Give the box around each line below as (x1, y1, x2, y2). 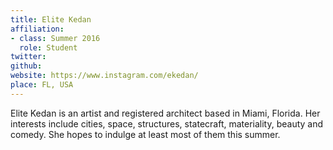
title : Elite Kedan (10, 14, 92, 25)
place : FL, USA (10, 80, 74, 90)
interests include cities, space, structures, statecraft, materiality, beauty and (10, 117, 324, 130)
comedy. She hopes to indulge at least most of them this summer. (10, 128, 281, 140)
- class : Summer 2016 (10, 33, 101, 43)
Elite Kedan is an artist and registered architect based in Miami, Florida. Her (10, 107, 321, 119)
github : (10, 61, 43, 71)
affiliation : (10, 24, 65, 34)
